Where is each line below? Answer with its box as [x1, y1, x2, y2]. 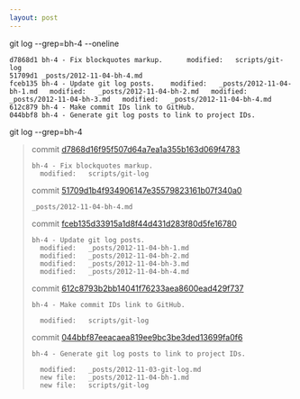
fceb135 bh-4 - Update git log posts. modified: [9, 78, 207, 88]
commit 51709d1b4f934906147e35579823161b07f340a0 [31, 185, 242, 195]
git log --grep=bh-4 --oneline [9, 38, 120, 49]
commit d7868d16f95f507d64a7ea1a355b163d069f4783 [31, 143, 241, 154]
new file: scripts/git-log [40, 380, 150, 390]
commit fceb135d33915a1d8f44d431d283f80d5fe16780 [31, 218, 237, 229]
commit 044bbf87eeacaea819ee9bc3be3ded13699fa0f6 [31, 331, 243, 342]
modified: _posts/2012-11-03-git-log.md [40, 365, 202, 374]
